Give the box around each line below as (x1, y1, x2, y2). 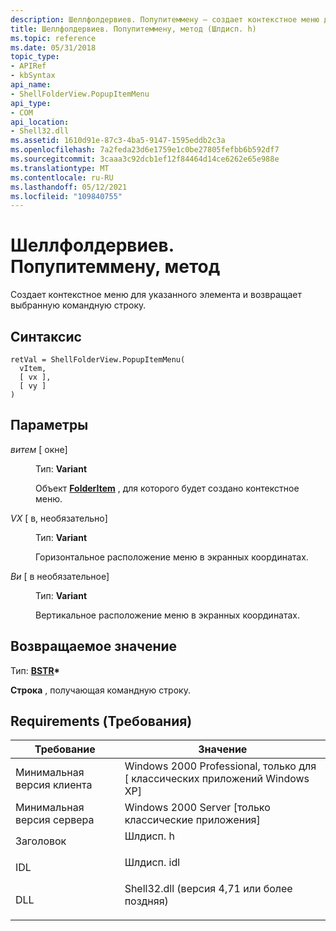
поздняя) (124, 894, 169, 908)
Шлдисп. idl (124, 856, 181, 870)
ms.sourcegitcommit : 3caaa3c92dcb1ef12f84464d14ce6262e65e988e (10, 154, 280, 164)
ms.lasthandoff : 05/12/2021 (10, 182, 128, 192)
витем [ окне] (10, 443, 68, 455)
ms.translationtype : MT (10, 163, 110, 173)
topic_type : (10, 52, 60, 62)
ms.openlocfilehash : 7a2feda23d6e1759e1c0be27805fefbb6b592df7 (10, 145, 280, 155)
